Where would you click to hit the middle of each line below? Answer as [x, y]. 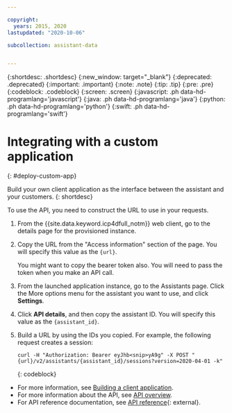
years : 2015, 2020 [40, 26]
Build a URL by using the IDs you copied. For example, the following [114, 335]
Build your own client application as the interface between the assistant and [116, 189]
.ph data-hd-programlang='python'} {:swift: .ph [75, 107]
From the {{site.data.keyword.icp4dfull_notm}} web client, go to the [114, 224]
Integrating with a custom [83, 142]
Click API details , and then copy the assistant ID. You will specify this [116, 314]
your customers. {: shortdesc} [50, 197]
